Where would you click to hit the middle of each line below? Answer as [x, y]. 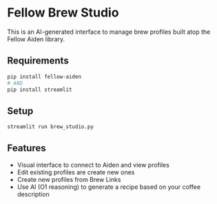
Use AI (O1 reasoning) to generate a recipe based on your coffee [109, 187]
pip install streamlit [40, 90]
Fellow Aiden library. [36, 39]
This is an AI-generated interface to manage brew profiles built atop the [109, 32]
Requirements [38, 61]
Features [27, 149]
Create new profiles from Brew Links [69, 179]
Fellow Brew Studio [63, 13]
